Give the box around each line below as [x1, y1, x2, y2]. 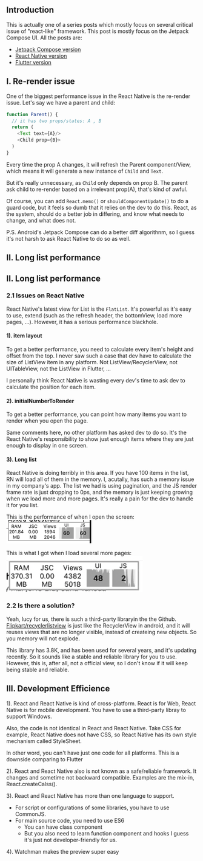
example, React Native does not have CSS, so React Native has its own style [6, 731, 197, 738]
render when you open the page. [6, 417, 88, 424]
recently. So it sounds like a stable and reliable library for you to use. [6, 653, 177, 660]
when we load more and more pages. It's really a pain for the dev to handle [6, 495, 194, 502]
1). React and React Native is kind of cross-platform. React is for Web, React [6, 699, 196, 707]
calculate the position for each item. [6, 383, 96, 391]
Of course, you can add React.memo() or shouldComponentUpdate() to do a [6, 197, 189, 204]
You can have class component [24, 823, 103, 831]
